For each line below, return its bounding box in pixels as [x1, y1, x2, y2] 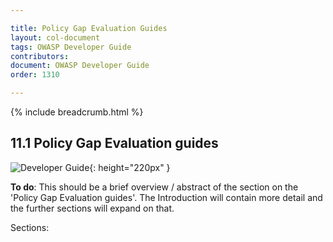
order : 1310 [10, 70, 60, 80]
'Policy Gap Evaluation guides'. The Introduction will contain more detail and [10, 191, 323, 203]
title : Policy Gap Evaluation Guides [10, 23, 168, 33]
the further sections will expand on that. [10, 202, 175, 214]
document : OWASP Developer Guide [10, 61, 150, 71]
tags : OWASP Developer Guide [10, 42, 132, 52]
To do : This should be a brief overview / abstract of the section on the [10, 181, 299, 193]
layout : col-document [10, 32, 101, 43]
